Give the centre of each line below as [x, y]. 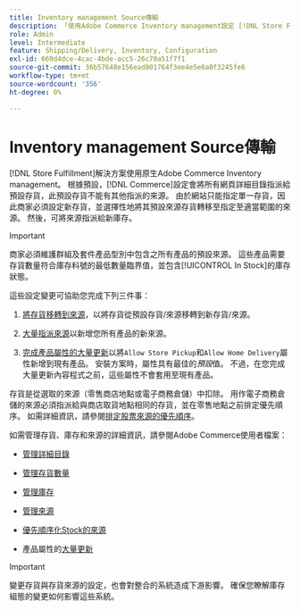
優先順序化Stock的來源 [64, 530]
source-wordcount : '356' [55, 84]
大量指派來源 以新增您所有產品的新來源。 [96, 334]
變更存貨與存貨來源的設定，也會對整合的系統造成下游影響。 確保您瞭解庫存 [147, 585]
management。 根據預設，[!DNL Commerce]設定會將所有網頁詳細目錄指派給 [150, 185]
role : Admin [31, 34]
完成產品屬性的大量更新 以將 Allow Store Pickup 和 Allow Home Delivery [151, 353]
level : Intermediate [48, 42]
